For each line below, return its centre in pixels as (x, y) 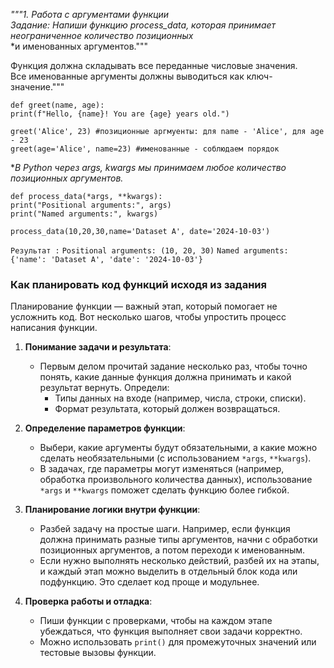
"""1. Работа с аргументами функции (90, 14)
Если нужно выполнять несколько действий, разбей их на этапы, (179, 561)
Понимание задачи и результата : (98, 347)
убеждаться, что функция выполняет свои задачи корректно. (171, 631)
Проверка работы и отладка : (88, 601)
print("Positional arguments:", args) (91, 205)
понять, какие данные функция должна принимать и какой (165, 377)
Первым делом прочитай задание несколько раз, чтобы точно (173, 366)
